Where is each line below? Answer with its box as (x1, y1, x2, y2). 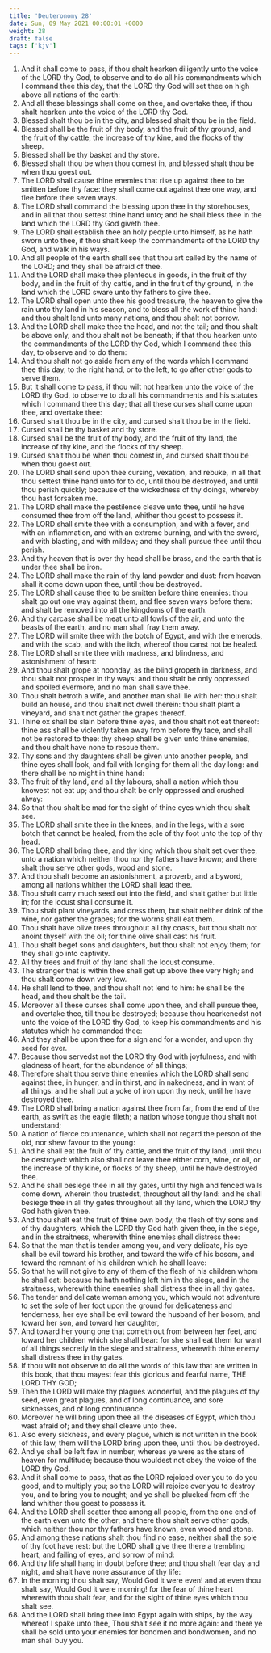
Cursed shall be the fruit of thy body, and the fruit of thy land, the (20, 433, 238, 443)
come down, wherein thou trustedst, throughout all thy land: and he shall (20, 1189, 262, 1199)
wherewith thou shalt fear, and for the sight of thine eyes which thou (20, 1593, 248, 1603)
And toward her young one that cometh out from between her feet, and (20, 1326, 257, 1336)
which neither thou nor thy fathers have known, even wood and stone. (20, 1524, 254, 1534)
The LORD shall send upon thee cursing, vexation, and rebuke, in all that (20, 468, 261, 478)
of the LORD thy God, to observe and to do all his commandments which (20, 73, 261, 82)
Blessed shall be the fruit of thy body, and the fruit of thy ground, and (20, 124, 252, 134)
